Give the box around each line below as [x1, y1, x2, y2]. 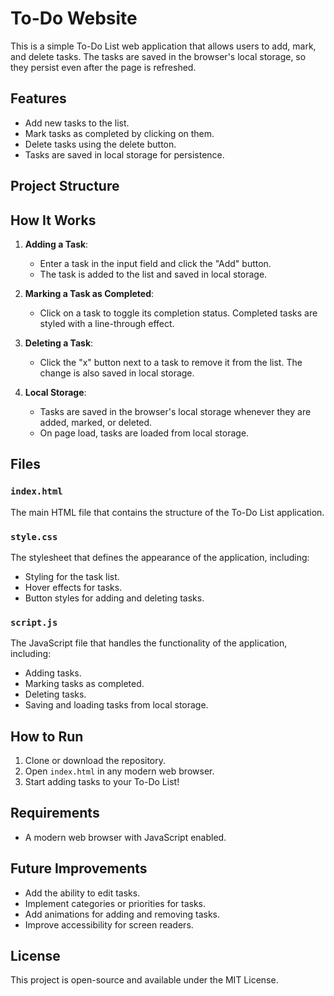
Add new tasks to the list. [24, 117, 130, 129]
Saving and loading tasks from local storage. [24, 699, 209, 711]
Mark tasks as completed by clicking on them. [24, 127, 215, 139]
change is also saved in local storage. [39, 367, 195, 379]
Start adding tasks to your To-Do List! [24, 776, 180, 788]
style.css [10, 531, 58, 542]
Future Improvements [10, 860, 148, 877]
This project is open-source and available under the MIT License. [10, 974, 279, 986]
